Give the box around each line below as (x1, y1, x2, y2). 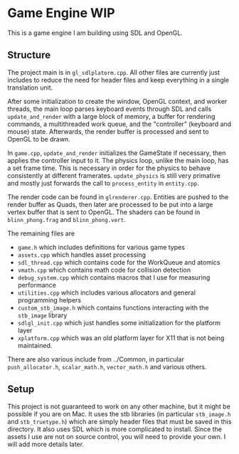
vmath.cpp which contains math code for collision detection (17, 265, 191, 274)
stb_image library (17, 311, 68, 320)
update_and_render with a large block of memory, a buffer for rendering (7, 112, 216, 120)
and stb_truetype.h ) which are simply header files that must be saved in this (7, 417, 232, 426)
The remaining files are (7, 229, 75, 238)
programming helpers (17, 295, 82, 304)
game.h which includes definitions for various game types (17, 243, 185, 251)
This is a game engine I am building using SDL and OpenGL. (7, 28, 183, 37)
